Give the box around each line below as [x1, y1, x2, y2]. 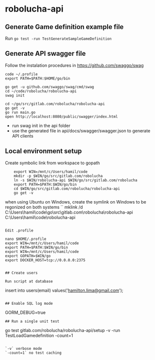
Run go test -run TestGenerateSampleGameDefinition [5, 35, 112, 41]
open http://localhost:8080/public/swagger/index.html [5, 114, 118, 119]
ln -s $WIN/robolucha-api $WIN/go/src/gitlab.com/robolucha [14, 178, 138, 183]
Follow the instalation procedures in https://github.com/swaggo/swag [5, 62, 144, 68]
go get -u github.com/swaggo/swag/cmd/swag [5, 84, 94, 89]
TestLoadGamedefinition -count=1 [5, 332, 74, 338]
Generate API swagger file [5, 49, 86, 58]
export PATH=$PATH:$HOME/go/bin [5, 76, 70, 81]
